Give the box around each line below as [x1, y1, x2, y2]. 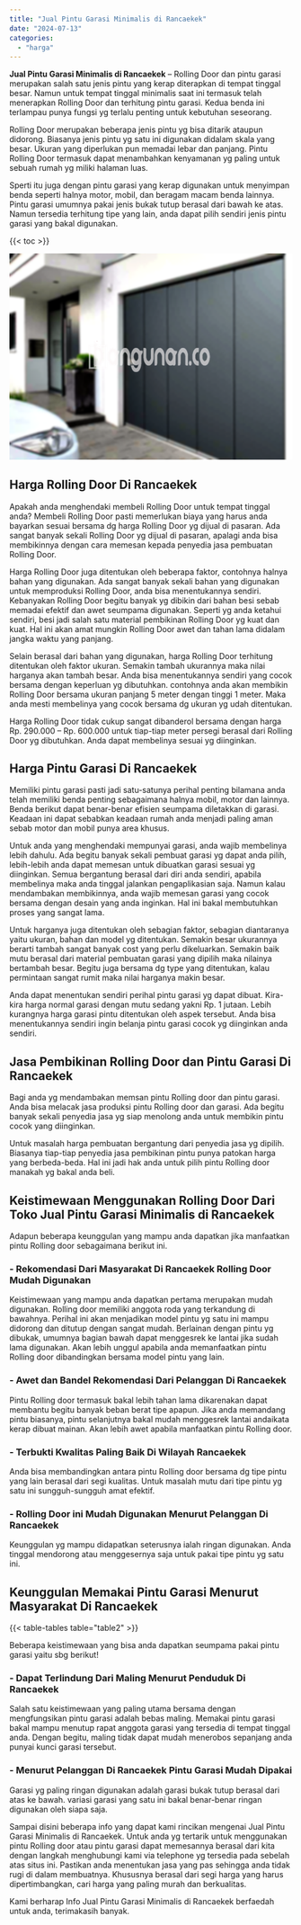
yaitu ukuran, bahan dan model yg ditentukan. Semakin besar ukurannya [9, 934, 278, 945]
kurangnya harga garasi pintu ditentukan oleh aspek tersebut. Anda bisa [9, 1009, 277, 1020]
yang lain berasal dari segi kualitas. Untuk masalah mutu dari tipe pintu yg [9, 1475, 283, 1486]
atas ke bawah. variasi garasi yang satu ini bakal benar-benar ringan [9, 1794, 262, 1805]
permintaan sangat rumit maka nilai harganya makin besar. [9, 972, 226, 984]
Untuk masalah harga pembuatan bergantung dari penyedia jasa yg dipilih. [9, 1138, 285, 1149]
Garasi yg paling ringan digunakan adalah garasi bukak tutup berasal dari [9, 1785, 280, 1796]
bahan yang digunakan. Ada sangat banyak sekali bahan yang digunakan [9, 575, 280, 586]
